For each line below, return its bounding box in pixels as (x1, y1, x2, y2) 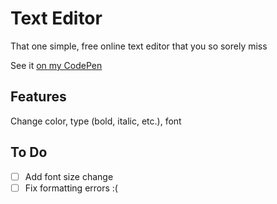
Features (10, 88, 67, 106)
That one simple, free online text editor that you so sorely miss (10, 40, 268, 52)
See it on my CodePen (10, 59, 103, 71)
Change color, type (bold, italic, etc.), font (10, 115, 182, 127)
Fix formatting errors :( (24, 182, 118, 194)
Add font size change (24, 170, 114, 182)
